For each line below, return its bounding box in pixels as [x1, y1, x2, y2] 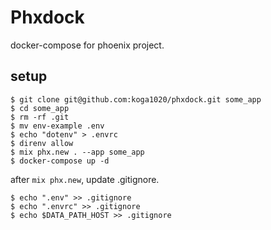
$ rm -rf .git [10, 112, 70, 122]
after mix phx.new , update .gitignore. [10, 173, 160, 185]
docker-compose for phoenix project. [10, 39, 165, 51]
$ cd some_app [10, 103, 70, 113]
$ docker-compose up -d [10, 156, 110, 166]
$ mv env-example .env [10, 121, 105, 131]
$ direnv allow [10, 138, 74, 148]
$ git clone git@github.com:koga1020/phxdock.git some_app [10, 94, 262, 105]
